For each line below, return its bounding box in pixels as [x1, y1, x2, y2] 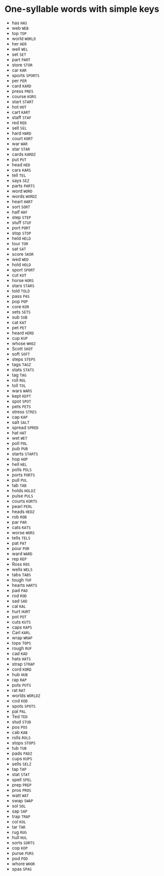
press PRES [11, 88, 34, 94]
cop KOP [11, 845, 28, 851]
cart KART [11, 109, 31, 115]
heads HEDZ [11, 508, 35, 514]
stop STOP [11, 230, 32, 236]
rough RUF [11, 645, 32, 651]
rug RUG [11, 829, 27, 835]
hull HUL [11, 834, 28, 840]
